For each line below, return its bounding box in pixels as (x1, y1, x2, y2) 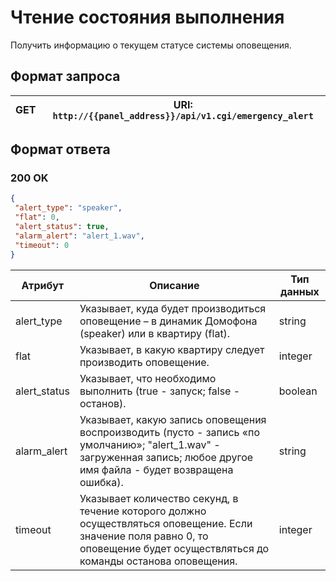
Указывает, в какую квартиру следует (79, 342, 265, 356)
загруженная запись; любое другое (79, 450, 254, 464)
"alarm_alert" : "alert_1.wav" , (14, 231, 145, 241)
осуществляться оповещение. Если (79, 516, 253, 530)
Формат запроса (10, 68, 121, 85)
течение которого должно (79, 504, 207, 518)
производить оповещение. (79, 355, 210, 369)
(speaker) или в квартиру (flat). (79, 326, 231, 340)
